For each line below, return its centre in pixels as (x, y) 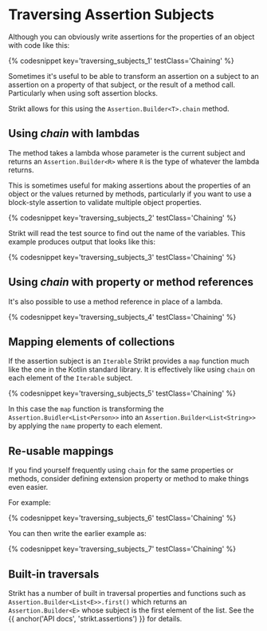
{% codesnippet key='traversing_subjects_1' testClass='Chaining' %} (121, 61)
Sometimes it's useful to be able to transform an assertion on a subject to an (133, 76)
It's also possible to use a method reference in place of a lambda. (116, 302)
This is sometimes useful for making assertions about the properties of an (130, 185)
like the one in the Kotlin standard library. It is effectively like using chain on (132, 369)
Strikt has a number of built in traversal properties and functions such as (127, 593)
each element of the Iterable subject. (71, 378)
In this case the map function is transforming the (86, 409)
